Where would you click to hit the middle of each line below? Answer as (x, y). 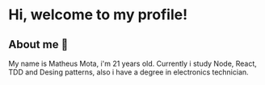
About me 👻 (38, 45)
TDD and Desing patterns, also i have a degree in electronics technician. (128, 72)
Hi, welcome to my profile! (98, 15)
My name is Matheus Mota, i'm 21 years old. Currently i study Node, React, (132, 63)
